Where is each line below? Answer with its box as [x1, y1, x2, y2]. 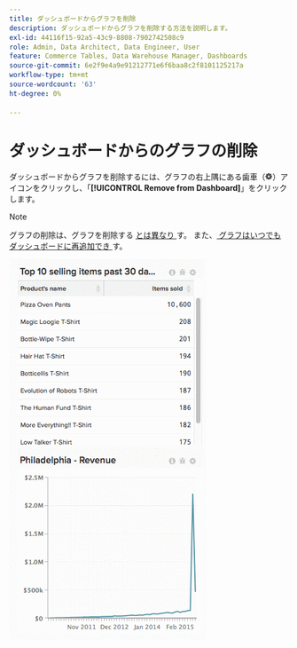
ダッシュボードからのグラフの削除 [9, 140, 259, 161]
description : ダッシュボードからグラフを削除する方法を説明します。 [9, 23, 232, 33]
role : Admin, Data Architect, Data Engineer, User [9, 43, 200, 51]
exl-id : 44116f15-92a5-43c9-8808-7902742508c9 [9, 33, 184, 42]
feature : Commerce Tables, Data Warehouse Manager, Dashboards [9, 51, 248, 61]
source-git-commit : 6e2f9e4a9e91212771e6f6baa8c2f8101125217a [9, 61, 244, 70]
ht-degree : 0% [9, 89, 62, 98]
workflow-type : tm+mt [9, 71, 90, 80]
